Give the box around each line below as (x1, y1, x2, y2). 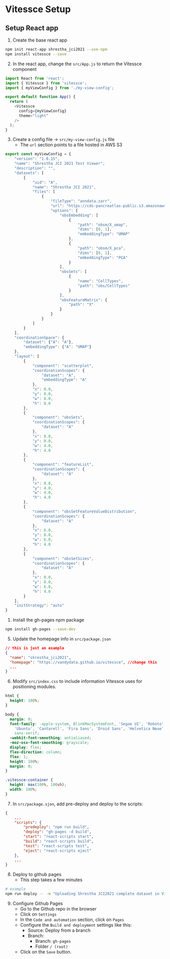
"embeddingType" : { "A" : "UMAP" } (23, 344, 92, 350)
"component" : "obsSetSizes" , (32, 556, 94, 561)
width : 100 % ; (10, 787, 37, 792)
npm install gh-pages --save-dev (5, 627, 76, 632)
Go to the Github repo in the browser (20, 906, 97, 911)
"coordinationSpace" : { (14, 335, 65, 340)
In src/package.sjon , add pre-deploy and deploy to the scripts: (12, 801, 143, 807)
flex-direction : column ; (10, 750, 62, 755)
